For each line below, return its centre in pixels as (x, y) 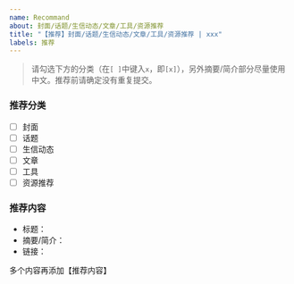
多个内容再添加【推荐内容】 (60, 271)
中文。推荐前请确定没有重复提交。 (94, 80)
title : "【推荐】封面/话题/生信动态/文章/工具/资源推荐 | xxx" (116, 34)
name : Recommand (39, 17)
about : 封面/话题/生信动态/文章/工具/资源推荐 (87, 26)
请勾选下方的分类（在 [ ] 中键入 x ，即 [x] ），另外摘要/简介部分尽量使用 (158, 69)
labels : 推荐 (32, 42)
